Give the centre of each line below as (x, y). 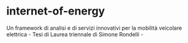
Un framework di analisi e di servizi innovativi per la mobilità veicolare (94, 28)
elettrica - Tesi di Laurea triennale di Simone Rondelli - (75, 34)
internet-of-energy (56, 11)
